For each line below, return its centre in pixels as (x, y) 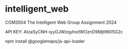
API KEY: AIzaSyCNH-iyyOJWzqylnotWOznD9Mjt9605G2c (64, 32)
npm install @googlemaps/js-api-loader (45, 41)
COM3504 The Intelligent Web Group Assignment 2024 (61, 22)
